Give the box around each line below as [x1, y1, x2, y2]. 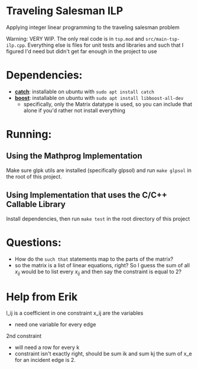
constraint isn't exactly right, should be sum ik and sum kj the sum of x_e [14, 350, 192, 357]
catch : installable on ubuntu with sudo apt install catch [14, 88, 155, 95]
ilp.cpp [6, 43, 25, 48]
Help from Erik [6, 290, 78, 303]
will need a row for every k [14, 344, 80, 351]
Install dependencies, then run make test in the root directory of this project [6, 215, 190, 222]
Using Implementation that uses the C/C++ [6, 190, 167, 200]
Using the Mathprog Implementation [6, 151, 142, 161]
